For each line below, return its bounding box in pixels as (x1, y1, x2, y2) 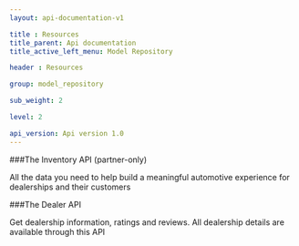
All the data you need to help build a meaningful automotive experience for (9, 171, 290, 182)
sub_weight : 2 (9, 97, 64, 106)
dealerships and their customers (9, 181, 131, 192)
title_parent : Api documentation (9, 38, 137, 47)
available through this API (9, 226, 106, 237)
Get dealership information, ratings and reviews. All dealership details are (9, 216, 285, 228)
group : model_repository (9, 79, 104, 89)
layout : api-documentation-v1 (9, 13, 125, 23)
